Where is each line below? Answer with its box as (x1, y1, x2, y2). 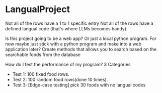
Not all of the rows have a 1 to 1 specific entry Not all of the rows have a (5, 20, 153, 26)
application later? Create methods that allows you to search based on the (5, 46, 157, 52)
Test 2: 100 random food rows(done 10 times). (12, 76, 108, 82)
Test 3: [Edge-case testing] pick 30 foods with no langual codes (12, 82, 146, 88)
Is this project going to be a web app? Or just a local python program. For (5, 35, 157, 41)
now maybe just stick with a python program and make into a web (5, 40, 142, 46)
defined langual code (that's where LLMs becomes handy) (5, 25, 127, 31)
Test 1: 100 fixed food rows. (12, 71, 69, 77)
